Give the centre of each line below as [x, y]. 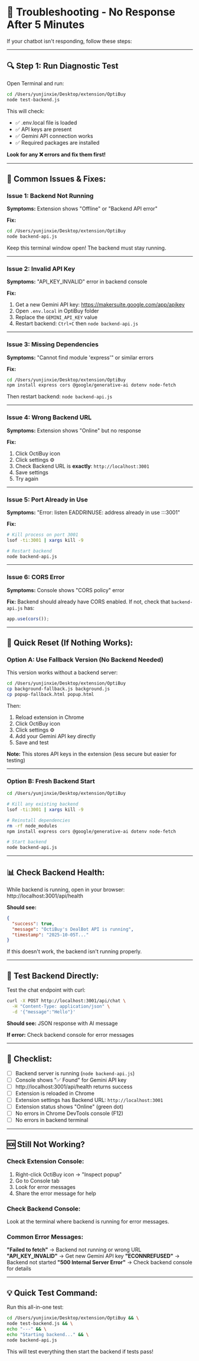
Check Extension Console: [45, 1161]
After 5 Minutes [46, 25]
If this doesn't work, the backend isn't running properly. [74, 951]
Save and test [32, 742]
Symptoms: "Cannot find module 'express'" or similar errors [80, 357]
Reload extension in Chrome [50, 717]
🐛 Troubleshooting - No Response [91, 12]
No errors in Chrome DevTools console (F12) [69, 1113]
